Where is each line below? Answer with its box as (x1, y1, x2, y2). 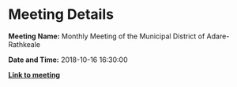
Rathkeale (8, 39, 41, 49)
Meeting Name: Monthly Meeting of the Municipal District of (8, 31, 205, 41)
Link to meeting (8, 70, 61, 79)
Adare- (206, 31, 230, 41)
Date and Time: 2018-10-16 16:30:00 (8, 55, 128, 64)
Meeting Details (8, 5, 115, 24)
